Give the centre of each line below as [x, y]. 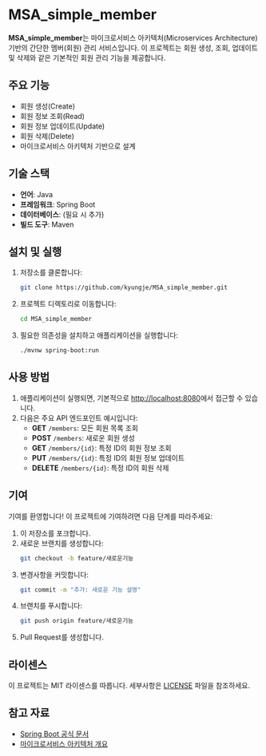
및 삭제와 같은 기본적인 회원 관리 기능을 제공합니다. [87, 57]
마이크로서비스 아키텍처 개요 [64, 743]
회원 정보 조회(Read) [52, 116]
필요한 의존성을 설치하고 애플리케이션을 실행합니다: [99, 335]
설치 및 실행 [35, 252]
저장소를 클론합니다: [51, 272]
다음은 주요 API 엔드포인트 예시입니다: [79, 418]
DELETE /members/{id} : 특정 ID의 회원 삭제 [100, 468]
